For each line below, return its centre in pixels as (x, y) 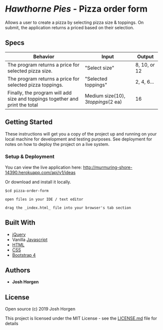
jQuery (19, 234)
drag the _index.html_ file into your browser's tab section (68, 208)
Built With (20, 223)
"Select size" (99, 68)
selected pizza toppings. (35, 85)
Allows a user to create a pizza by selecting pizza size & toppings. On (74, 22)
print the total (23, 104)
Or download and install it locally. (38, 182)
